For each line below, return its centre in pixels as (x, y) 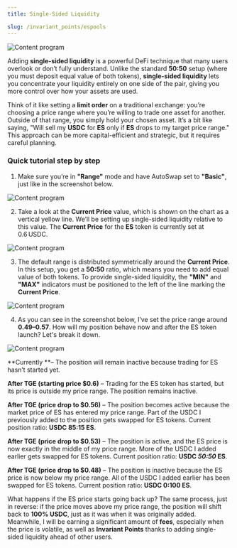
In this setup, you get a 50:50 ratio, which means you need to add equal (123, 269)
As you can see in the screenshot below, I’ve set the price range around (122, 319)
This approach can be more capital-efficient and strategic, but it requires (114, 135)
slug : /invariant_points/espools (57, 27)
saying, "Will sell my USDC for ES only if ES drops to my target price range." (118, 127)
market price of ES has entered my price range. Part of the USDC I (104, 412)
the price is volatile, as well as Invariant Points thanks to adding (101, 529)
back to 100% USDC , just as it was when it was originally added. (102, 514)
